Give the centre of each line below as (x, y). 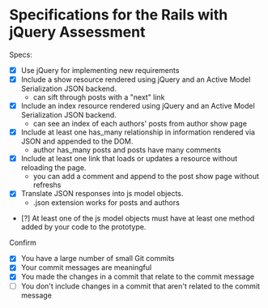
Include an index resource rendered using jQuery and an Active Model (138, 106)
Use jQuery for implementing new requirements (100, 70)
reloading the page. (53, 168)
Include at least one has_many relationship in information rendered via (138, 132)
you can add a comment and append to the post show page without (146, 177)
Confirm (23, 243)
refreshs (47, 185)
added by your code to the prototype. (83, 227)
